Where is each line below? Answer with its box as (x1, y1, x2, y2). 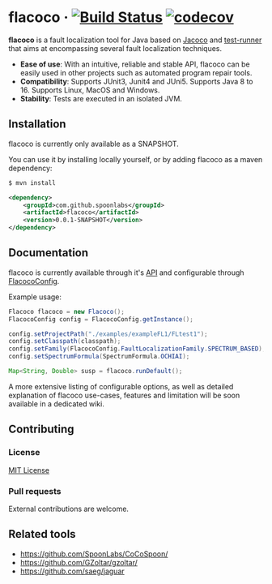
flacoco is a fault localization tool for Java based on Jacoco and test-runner (8, 35, 262, 45)
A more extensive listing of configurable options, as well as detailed (8, 381, 234, 391)
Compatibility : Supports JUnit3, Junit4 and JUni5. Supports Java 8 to (19, 76, 253, 86)
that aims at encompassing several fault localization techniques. (8, 43, 223, 53)
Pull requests (8, 485, 62, 496)
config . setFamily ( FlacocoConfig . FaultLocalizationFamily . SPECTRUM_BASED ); (8, 345, 266, 353)
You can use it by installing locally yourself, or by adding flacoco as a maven (8, 154, 263, 164)
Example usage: (8, 292, 62, 302)
